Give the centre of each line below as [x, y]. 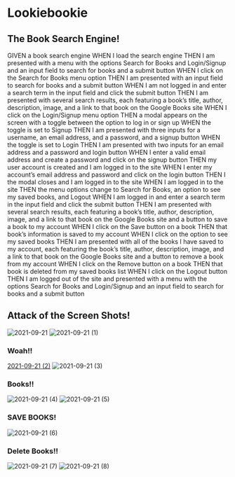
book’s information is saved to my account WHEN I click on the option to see [117, 234]
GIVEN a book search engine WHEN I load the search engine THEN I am [111, 55]
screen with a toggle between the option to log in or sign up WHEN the [109, 123]
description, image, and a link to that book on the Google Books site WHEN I [117, 108]
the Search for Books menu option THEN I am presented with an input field [115, 78]
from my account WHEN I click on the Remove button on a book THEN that [115, 264]
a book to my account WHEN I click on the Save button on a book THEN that [117, 227]
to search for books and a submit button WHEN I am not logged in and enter [117, 85]
